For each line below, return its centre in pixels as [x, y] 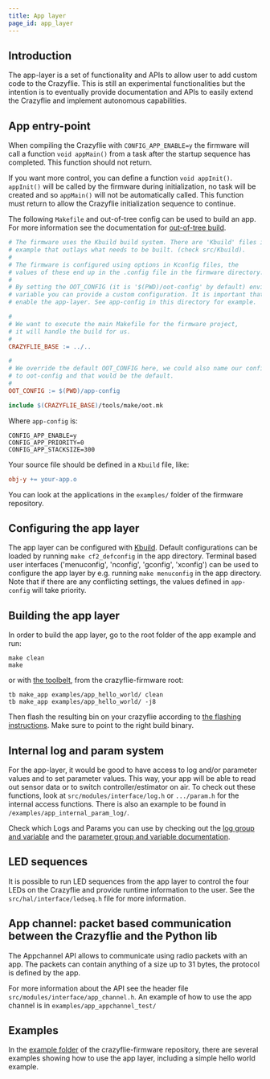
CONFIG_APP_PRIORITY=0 [46, 443]
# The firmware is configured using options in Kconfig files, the [124, 265]
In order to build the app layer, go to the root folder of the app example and [132, 635]
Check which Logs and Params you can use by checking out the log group [131, 828]
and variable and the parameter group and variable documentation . [119, 836]
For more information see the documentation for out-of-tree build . [117, 228]
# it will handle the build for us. [70, 331]
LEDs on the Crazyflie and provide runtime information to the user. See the [132, 889]
